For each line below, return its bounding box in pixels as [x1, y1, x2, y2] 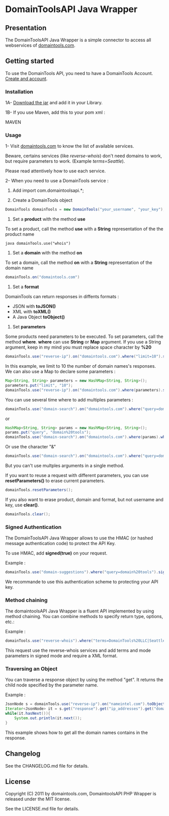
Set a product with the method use [12, 216, 86, 222]
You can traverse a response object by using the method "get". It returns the [5, 676, 163, 683]
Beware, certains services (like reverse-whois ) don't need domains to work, [5, 153, 162, 159]
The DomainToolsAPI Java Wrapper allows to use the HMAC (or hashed [5, 535, 153, 541]
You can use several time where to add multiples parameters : [5, 396, 133, 402]
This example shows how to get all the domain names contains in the [5, 729, 148, 735]
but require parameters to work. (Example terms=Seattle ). [5, 158, 125, 164]
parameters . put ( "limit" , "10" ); [5, 383, 73, 388]
